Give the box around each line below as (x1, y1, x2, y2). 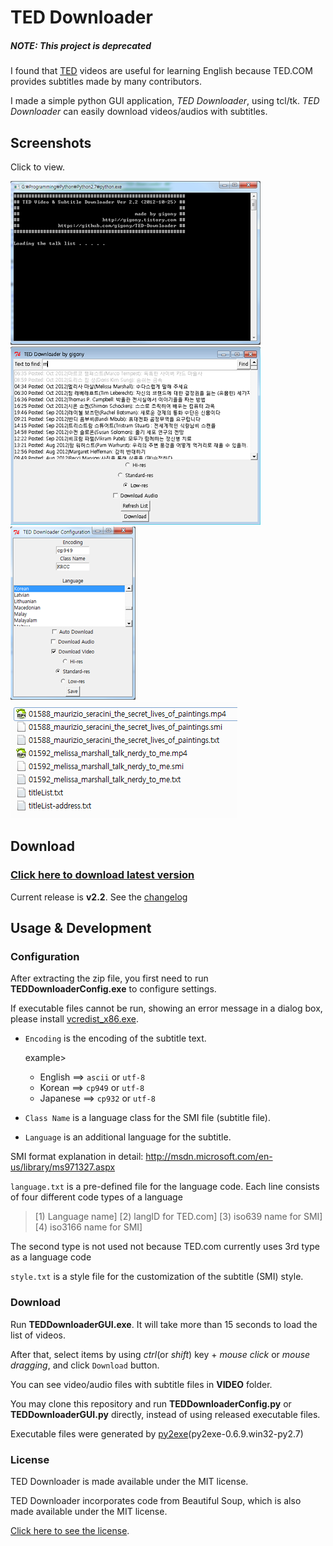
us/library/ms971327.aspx (10, 1161, 116, 1173)
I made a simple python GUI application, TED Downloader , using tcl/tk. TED (10, 95, 320, 107)
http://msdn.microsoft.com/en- (145, 1151, 273, 1163)
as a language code (10, 1251, 92, 1263)
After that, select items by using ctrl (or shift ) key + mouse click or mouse (10, 1348, 311, 1360)
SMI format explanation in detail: (10, 1151, 144, 1163)
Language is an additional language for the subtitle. (24, 1131, 232, 1143)
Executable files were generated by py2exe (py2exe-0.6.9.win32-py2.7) (10, 1427, 304, 1440)
